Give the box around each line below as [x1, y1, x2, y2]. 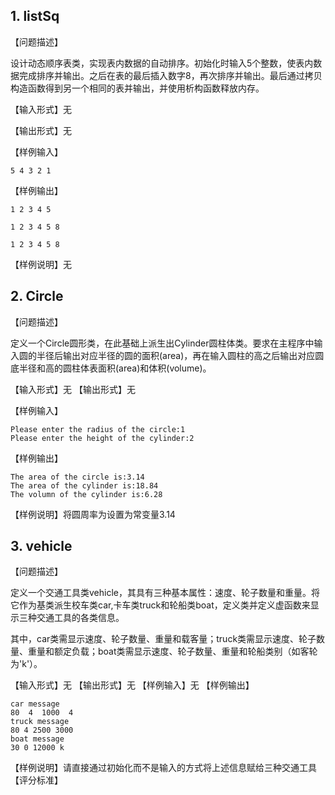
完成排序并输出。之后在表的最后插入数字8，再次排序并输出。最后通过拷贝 [18, 69, 323, 81]
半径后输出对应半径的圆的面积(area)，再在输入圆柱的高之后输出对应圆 [36, 349, 325, 361]
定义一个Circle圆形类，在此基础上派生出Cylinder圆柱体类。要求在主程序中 [10, 337, 315, 349]
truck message [10, 717, 70, 727]
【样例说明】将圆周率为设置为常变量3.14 [10, 508, 176, 520]
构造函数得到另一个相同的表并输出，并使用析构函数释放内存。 [10, 82, 265, 94]
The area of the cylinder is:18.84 [10, 480, 159, 491]
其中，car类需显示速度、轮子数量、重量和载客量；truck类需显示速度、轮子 [10, 633, 317, 645]
